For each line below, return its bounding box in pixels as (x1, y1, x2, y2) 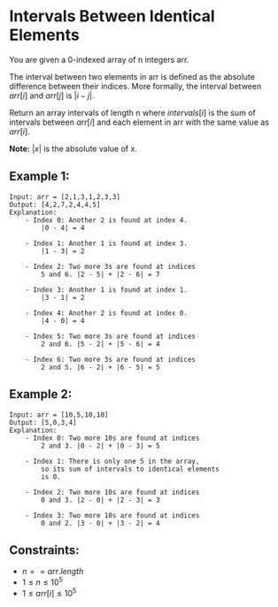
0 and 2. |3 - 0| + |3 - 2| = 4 (41, 519, 161, 527)
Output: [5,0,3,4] (9, 418, 77, 426)
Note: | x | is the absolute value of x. (9, 143, 137, 154)
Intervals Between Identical (9, 6, 215, 27)
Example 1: (9, 169, 70, 184)
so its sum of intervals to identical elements (41, 465, 220, 473)
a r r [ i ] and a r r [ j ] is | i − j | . (9, 90, 95, 101)
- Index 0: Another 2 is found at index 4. (25, 215, 189, 225)
